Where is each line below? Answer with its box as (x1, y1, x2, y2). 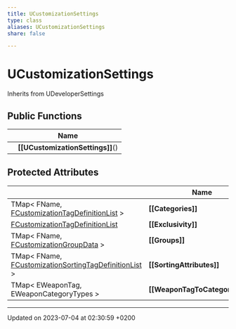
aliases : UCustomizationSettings (7, 23, 105, 30)
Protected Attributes (7, 167, 99, 179)
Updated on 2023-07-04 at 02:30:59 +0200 (7, 314, 136, 322)
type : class (7, 17, 42, 24)
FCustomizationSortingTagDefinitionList (11, 259, 142, 269)
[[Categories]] (148, 203, 198, 213)
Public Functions (7, 110, 82, 122)
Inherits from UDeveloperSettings (7, 89, 104, 98)
